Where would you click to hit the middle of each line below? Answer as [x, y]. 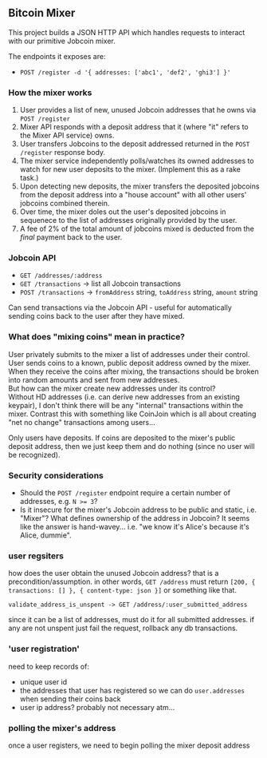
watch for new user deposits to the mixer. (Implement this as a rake [130, 169]
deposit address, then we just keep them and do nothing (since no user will [132, 446]
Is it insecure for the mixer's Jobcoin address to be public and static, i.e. [138, 510]
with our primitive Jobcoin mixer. [62, 41]
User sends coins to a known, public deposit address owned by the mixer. [130, 363]
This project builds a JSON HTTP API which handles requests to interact [127, 32]
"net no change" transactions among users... [82, 422]
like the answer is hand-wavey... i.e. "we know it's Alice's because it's [134, 527]
